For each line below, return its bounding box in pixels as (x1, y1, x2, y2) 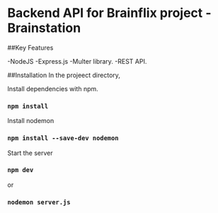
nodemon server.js (7, 198, 71, 206)
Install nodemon (7, 117, 54, 125)
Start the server (7, 149, 53, 157)
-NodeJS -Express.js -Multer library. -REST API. (7, 57, 147, 65)
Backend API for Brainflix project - (7, 5, 212, 21)
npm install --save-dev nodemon (7, 134, 119, 142)
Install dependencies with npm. (7, 84, 99, 93)
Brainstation (7, 20, 81, 36)
